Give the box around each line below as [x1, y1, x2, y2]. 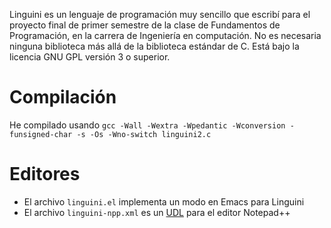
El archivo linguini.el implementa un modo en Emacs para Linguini [23, 195, 305, 208]
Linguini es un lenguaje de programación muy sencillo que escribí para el [9, 9, 311, 20]
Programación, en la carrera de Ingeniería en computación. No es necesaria [9, 30, 322, 41]
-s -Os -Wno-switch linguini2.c [76, 129, 212, 139]
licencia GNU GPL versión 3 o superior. [9, 51, 171, 63]
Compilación [9, 86, 117, 109]
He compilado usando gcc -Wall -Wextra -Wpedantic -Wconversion [9, 119, 286, 131]
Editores [9, 163, 81, 186]
